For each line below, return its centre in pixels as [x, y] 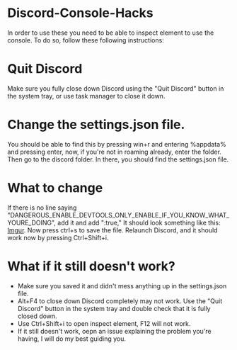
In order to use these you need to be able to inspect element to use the [111, 33]
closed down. [37, 316]
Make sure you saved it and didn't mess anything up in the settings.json [122, 286]
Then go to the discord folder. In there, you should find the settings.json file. [118, 159]
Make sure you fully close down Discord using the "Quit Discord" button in [116, 88]
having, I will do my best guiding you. [71, 339]
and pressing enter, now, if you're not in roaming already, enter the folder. [114, 152]
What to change [55, 188]
